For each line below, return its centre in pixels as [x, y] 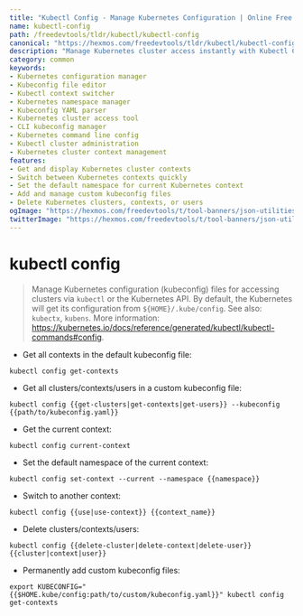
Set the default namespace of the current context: [115, 462]
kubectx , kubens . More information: [96, 318]
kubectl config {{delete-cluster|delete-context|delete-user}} [131, 546]
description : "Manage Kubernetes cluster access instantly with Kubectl [149, 51]
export [22, 587]
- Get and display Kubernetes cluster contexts [101, 169]
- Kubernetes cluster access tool [74, 118]
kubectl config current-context [70, 445]
